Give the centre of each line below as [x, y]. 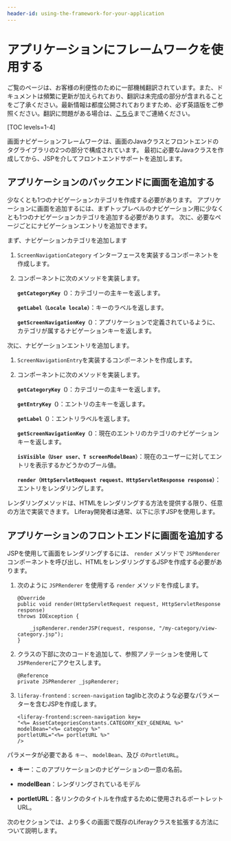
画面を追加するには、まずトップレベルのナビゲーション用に [121, 209]
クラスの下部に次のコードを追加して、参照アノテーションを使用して [113, 654]
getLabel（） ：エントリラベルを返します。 [75, 419]
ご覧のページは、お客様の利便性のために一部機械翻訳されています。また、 [112, 87]
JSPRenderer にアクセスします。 [61, 663]
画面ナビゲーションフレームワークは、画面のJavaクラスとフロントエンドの [113, 141]
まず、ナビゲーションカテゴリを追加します [67, 240]
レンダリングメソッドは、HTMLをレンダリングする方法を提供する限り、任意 [115, 503]
